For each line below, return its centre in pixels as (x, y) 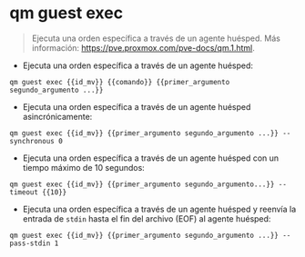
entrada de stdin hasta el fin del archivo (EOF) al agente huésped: (147, 218)
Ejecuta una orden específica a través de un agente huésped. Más (156, 38)
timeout (24, 192)
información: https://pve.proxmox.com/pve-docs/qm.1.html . (143, 47)
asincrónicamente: (57, 116)
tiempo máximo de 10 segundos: (84, 167)
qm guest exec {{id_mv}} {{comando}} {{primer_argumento (120, 82)
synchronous (32, 141)
